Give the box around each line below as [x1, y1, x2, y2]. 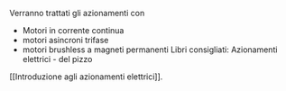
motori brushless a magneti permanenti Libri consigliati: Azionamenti [22, 44, 278, 55]
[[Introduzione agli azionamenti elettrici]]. [9, 71, 163, 82]
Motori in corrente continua [22, 25, 125, 35]
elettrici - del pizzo [22, 54, 93, 64]
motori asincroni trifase [22, 35, 109, 45]
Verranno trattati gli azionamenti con [9, 8, 145, 18]
